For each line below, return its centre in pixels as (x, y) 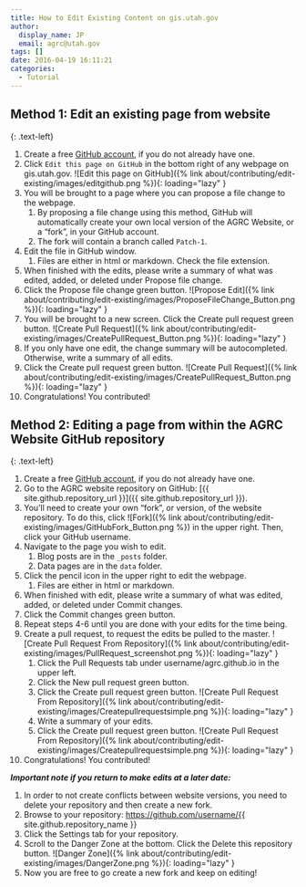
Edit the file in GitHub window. (80, 251)
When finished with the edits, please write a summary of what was (148, 270)
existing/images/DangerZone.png (86, 863)
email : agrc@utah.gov (60, 43)
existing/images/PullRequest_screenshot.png (108, 653)
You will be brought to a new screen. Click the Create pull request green (158, 318)
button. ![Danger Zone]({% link (81, 853)
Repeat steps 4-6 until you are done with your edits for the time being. (155, 624)
